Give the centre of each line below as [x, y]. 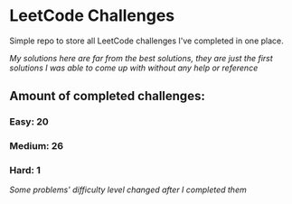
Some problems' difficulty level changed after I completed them [128, 190]
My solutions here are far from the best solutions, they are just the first [141, 58]
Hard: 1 [25, 171]
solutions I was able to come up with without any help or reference [134, 68]
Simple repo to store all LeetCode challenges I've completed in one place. [146, 41]
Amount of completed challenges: [107, 96]
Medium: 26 [37, 146]
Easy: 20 [29, 122]
